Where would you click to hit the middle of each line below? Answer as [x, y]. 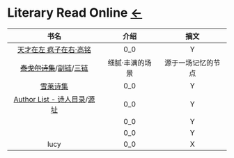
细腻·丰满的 [126, 63]
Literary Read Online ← [75, 13]
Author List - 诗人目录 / [51, 99]
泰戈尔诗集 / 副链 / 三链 [54, 68]
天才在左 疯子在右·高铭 [54, 49]
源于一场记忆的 [189, 63]
